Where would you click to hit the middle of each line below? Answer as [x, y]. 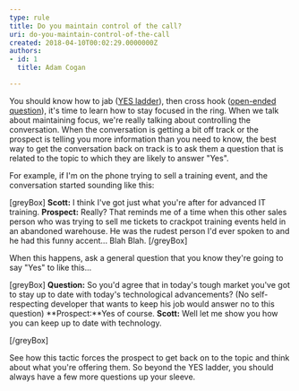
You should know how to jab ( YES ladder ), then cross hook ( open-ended [143, 100]
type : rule [30, 17]
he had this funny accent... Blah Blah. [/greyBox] [98, 240]
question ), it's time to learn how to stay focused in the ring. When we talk [144, 110]
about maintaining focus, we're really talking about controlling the [130, 120]
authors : [26, 51]
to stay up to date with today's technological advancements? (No [129, 294]
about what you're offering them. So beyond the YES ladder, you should [141, 367]
